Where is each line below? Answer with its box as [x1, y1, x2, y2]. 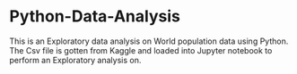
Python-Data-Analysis [9, 6, 181, 27]
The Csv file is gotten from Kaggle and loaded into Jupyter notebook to [9, 45, 273, 55]
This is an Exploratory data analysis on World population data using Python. [9, 36, 289, 46]
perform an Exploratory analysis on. [9, 54, 142, 65]
